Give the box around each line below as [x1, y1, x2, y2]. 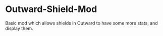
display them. [5, 25, 34, 31]
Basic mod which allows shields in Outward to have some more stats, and [5, 20, 158, 26]
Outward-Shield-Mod [5, 3, 97, 15]
